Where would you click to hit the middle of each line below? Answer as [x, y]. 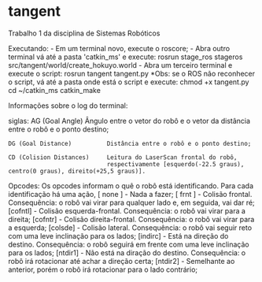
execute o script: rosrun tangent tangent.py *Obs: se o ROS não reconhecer [132, 73]
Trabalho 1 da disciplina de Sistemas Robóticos [84, 33]
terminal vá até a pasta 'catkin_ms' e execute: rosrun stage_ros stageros [125, 57]
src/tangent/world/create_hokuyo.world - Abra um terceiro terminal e [120, 65]
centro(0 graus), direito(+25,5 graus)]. [77, 171]
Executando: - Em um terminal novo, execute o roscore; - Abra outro [119, 48]
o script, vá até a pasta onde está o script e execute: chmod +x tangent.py [129, 82]
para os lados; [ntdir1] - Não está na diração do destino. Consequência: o [127, 252]
